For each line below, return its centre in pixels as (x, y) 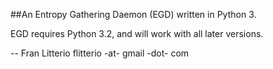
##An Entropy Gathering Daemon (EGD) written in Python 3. (133, 14)
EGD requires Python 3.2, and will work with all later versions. (137, 33)
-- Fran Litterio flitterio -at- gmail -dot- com (100, 53)
